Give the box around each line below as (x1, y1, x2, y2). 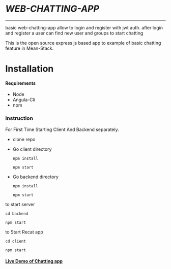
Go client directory (12, 146, 52, 152)
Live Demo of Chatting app (5, 258, 63, 264)
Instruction (5, 115, 34, 122)
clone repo (12, 136, 36, 142)
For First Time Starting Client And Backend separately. (5, 126, 120, 132)
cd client (5, 239, 26, 244)
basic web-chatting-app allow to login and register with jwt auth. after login (5, 24, 163, 30)
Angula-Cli (12, 97, 36, 103)
